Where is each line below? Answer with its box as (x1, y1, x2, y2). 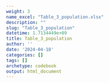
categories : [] (6, 52, 44, 58)
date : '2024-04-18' (6, 47, 54, 53)
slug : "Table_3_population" (6, 25, 75, 31)
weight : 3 (6, 8, 31, 15)
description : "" (6, 19, 46, 25)
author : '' (6, 41, 33, 47)
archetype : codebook (6, 63, 57, 69)
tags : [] (6, 57, 28, 63)
